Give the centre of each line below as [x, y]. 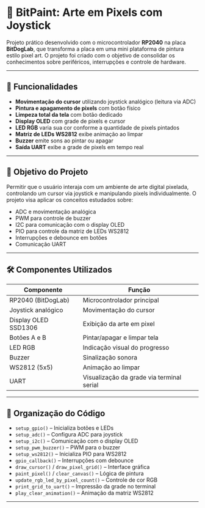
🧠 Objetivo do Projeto [47, 172]
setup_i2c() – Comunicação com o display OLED [77, 441]
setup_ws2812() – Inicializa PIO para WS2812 [71, 454]
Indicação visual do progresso [126, 348]
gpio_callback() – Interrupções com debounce [74, 460]
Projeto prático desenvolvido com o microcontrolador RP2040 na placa [96, 42]
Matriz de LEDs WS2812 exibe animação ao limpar [79, 134]
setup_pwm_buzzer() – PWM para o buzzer [68, 447]
